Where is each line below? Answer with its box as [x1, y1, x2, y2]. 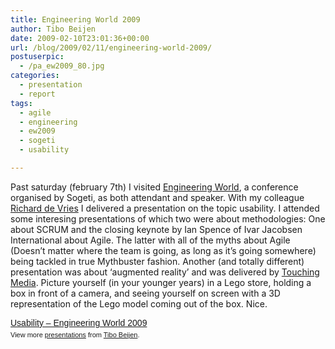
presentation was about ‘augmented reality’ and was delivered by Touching [10, 266, 320, 278]
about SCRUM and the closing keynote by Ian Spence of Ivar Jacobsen [10, 223, 303, 235]
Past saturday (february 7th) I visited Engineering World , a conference [10, 181, 299, 193]
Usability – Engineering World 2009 [10, 317, 148, 328]
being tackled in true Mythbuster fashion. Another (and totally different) [10, 255, 305, 267]
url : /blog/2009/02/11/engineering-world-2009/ [10, 42, 213, 53]
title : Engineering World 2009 [10, 14, 141, 25]
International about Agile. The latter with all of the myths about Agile [10, 234, 291, 246]
